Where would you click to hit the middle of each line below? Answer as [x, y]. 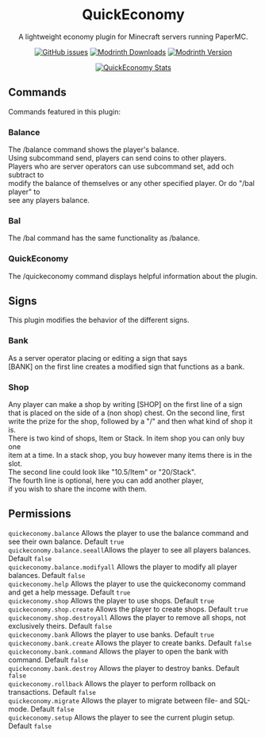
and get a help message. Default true [69, 592]
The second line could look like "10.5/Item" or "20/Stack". [102, 472]
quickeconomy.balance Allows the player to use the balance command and [128, 533]
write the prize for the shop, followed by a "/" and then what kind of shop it [131, 421]
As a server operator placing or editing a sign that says [98, 358]
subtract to [26, 175]
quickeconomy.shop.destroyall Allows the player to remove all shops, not [127, 617]
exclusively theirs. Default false [60, 626]
